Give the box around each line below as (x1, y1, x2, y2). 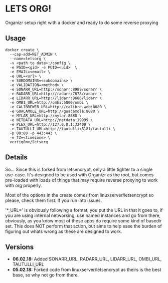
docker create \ (5, 47, 39, 53)
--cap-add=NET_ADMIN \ (10, 52, 57, 57)
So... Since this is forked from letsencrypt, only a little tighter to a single (5, 166, 153, 172)
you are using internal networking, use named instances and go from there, (5, 212, 161, 218)
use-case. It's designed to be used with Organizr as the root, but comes (5, 171, 154, 178)
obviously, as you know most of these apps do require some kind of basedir (5, 217, 162, 223)
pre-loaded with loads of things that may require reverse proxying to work (5, 177, 158, 183)
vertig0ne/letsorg (10, 139, 49, 144)
